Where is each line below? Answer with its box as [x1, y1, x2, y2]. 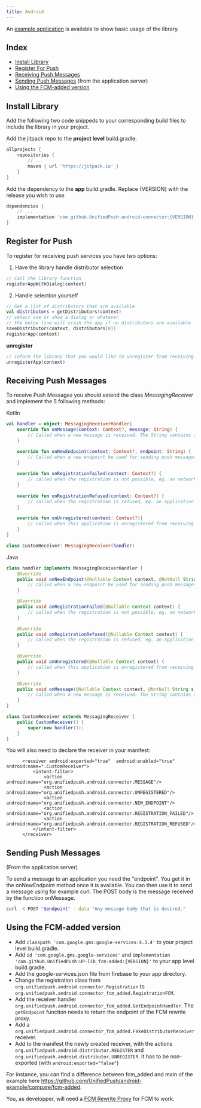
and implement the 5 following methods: [6, 398, 106, 405]
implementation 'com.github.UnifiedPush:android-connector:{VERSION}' [17, 214, 197, 220]
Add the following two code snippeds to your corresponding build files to [6, 117, 187, 124]
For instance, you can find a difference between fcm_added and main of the [6, 1070, 193, 1077]
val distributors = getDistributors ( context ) [6, 309, 121, 315]
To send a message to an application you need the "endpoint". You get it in [6, 875, 190, 882]
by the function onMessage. [6, 894, 76, 902]
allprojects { [6, 147, 42, 153]
